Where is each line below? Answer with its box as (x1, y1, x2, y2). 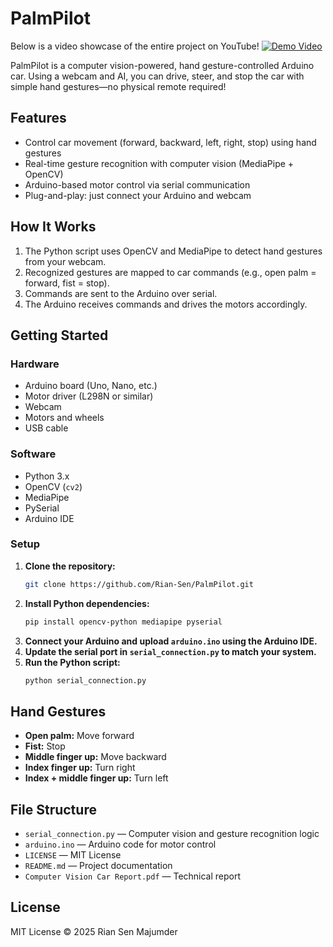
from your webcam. (24, 255, 107, 267)
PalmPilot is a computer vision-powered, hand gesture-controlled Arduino (10, 59, 315, 71)
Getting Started (10, 327, 109, 344)
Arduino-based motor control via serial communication (24, 178, 251, 191)
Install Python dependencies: (24, 597, 150, 609)
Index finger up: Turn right (24, 762, 136, 774)
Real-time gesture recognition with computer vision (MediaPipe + (24, 157, 295, 169)
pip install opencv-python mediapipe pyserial (24, 617, 223, 627)
